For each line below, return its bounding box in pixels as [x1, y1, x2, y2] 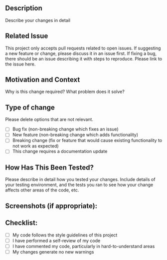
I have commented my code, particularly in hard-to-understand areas [12, 243, 155, 249]
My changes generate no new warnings [12, 248, 94, 254]
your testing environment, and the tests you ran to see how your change [5, 182, 154, 188]
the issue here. [5, 61, 36, 67]
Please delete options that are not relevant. [5, 116, 94, 122]
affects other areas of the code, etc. [5, 187, 79, 193]
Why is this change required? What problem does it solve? [5, 88, 125, 94]
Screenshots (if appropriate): [5, 201, 98, 210]
